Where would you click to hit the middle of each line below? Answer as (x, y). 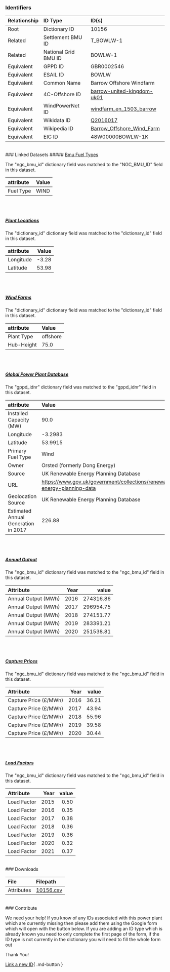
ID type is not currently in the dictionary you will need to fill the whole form (83, 940)
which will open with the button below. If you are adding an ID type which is (84, 929)
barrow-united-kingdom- (122, 91)
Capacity (18, 420)
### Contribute (21, 908)
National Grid (59, 52)
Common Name (62, 83)
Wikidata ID (57, 121)
